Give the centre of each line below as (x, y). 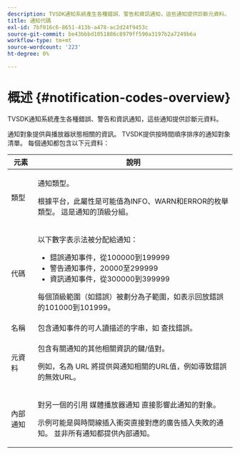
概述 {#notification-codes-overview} (119, 98)
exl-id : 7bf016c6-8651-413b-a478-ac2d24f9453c (78, 27)
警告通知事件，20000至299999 (104, 268)
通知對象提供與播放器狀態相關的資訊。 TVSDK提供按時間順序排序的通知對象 (119, 134)
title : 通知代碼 (29, 21)
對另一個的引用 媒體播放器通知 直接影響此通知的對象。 (129, 404)
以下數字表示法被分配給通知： (87, 239)
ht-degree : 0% (29, 54)
